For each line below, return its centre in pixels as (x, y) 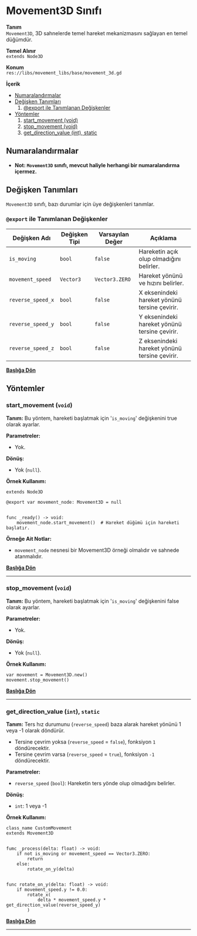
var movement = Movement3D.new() (47, 675)
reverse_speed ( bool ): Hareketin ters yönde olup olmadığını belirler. (95, 784)
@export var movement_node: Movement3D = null (64, 502)
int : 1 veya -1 (30, 806)
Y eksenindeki (158, 317)
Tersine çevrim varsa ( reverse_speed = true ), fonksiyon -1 (84, 754)
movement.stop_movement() (38, 680)
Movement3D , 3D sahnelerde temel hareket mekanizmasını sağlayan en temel (97, 33)
